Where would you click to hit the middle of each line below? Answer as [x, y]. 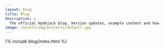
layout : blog [18, 9]
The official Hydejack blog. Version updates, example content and [80, 23]
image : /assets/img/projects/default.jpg [48, 28]
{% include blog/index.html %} [36, 41]
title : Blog [17, 14]
